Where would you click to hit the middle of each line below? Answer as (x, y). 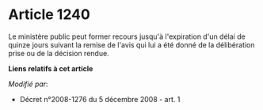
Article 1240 (50, 15)
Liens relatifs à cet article (51, 68)
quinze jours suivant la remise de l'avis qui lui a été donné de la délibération (131, 44)
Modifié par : (29, 84)
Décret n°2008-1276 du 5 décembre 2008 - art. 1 (100, 99)
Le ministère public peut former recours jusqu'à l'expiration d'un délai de (127, 36)
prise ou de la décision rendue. (59, 53)
